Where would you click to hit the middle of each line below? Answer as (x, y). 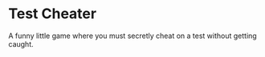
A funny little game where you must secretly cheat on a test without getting (132, 36)
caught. (21, 44)
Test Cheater (53, 14)
